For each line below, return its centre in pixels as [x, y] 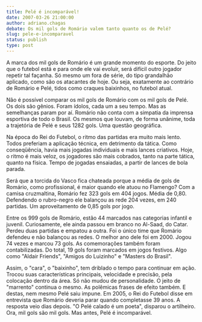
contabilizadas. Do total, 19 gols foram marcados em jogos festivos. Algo [96, 250]
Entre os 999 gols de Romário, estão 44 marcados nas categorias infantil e [99, 218]
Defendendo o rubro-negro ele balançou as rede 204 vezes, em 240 [91, 200]
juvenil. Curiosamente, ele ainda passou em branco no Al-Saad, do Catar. [97, 224]
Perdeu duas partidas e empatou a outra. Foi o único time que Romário [94, 231]
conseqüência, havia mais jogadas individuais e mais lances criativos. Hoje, [100, 150]
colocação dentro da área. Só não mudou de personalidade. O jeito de [93, 280]
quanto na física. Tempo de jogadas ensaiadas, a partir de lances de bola [97, 163]
